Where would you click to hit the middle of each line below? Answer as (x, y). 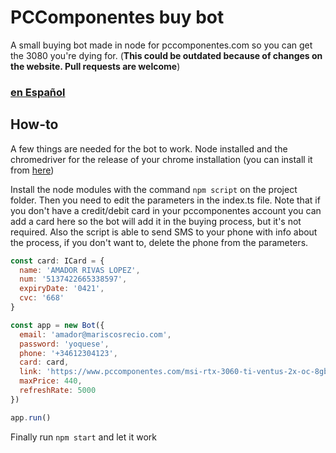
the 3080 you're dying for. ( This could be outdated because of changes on (166, 55)
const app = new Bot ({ (57, 325)
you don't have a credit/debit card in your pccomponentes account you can (166, 210)
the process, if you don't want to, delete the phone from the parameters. (159, 242)
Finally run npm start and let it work (83, 437)
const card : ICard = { (57, 261)
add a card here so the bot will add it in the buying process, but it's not (156, 221)
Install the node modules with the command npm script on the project (154, 189)
